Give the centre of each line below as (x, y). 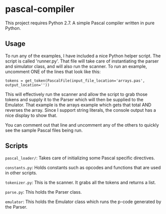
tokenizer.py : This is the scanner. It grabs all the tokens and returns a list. (81, 182)
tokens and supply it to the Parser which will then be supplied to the (74, 99)
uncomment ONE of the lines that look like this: (53, 71)
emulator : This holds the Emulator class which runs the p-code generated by (83, 202)
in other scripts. (21, 173)
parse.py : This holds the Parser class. (44, 192)
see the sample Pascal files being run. (44, 130)
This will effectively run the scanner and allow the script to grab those (76, 94)
